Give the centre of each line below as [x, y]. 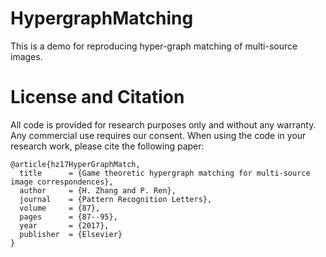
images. [26, 56]
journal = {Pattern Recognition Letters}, [116, 199]
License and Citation [97, 97]
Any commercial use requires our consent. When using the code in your [158, 135]
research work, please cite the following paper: [107, 146]
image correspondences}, [62, 182]
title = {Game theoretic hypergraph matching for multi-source [165, 173]
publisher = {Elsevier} [71, 234]
